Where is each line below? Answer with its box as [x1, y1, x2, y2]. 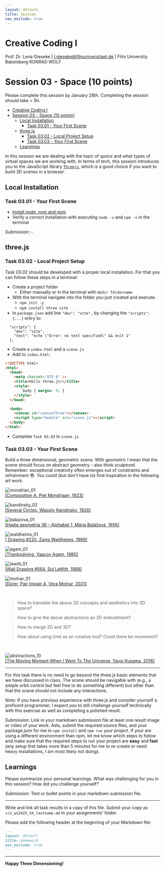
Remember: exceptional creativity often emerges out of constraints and [5, 467, 149, 473]
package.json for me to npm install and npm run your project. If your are [5, 728, 152, 733]
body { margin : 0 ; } [23, 388, 65, 393]
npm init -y [19, 300, 44, 305]
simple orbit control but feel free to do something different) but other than [5, 682, 154, 688]
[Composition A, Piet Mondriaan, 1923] [5, 492, 83, 499]
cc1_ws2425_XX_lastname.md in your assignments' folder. [5, 810, 118, 815]
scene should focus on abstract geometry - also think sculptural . [5, 462, 137, 468]
